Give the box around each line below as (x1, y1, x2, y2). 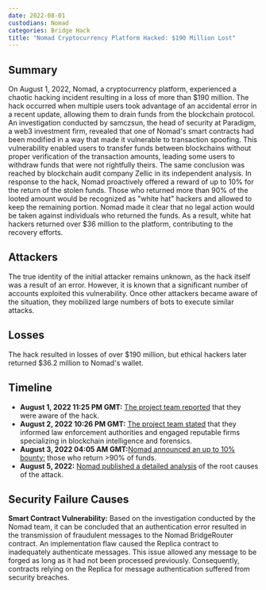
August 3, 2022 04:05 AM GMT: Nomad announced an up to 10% (19, 444, 236, 453)
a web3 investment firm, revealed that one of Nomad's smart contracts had (8, 126, 254, 136)
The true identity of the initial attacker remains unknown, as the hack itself (8, 272, 251, 281)
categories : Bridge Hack (8, 26, 91, 34)
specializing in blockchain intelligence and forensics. (19, 436, 192, 445)
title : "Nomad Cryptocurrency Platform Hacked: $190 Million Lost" (8, 33, 237, 42)
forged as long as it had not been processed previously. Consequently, (8, 556, 240, 565)
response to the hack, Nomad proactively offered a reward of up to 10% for (8, 177, 254, 187)
